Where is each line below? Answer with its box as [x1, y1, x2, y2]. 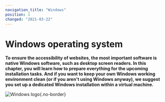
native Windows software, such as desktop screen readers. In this [5, 60, 146, 66]
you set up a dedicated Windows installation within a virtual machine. [5, 81, 154, 88]
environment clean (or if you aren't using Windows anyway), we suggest [5, 76, 160, 82]
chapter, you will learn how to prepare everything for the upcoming [5, 66, 148, 72]
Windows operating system [5, 38, 123, 50]
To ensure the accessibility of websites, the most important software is [5, 55, 157, 61]
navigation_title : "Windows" [5, 7, 66, 13]
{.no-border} [39, 91, 66, 97]
